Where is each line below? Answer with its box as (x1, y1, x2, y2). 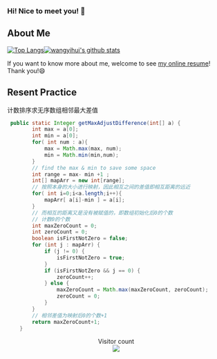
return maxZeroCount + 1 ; (32, 318, 100, 325)
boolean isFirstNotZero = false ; (32, 235, 129, 242)
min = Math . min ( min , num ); (44, 151, 119, 158)
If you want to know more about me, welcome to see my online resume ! (7, 59, 211, 68)
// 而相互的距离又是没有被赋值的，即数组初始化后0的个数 (32, 209, 173, 216)
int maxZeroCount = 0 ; (32, 222, 97, 229)
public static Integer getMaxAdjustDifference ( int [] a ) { (10, 119, 181, 126)
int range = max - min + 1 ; (32, 171, 110, 178)
